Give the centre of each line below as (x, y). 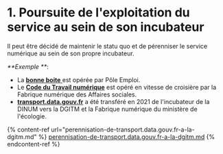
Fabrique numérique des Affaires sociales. (77, 94)
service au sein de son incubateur (106, 27)
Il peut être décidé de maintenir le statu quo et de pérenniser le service (107, 46)
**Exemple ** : (28, 66)
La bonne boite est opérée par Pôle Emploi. (79, 79)
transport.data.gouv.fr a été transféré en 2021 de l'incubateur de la (113, 101)
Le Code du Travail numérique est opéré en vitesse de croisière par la (117, 87)
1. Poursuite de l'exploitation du (98, 13)
